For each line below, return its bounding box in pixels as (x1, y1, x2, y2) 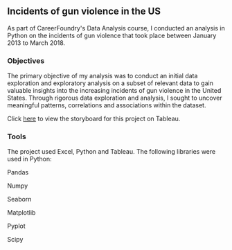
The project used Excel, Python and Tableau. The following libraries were (7, 148, 216, 156)
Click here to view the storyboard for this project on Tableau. (7, 114, 181, 123)
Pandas (7, 168, 29, 177)
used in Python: (7, 155, 52, 163)
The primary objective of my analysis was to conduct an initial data (7, 72, 198, 80)
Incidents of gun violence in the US (7, 6, 161, 17)
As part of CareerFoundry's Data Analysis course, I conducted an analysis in (7, 24, 225, 32)
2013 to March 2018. (7, 38, 66, 47)
